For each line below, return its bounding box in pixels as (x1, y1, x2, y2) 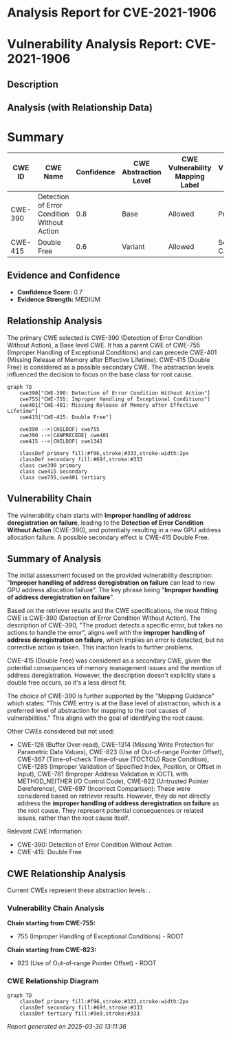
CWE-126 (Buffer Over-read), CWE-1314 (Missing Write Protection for (16, 741, 214, 749)
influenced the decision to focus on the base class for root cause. (7, 370, 193, 379)
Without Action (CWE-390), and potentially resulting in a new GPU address (7, 525, 221, 534)
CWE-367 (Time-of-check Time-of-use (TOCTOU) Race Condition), (16, 755, 210, 763)
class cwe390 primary (19, 462, 81, 469)
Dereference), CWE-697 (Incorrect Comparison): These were (16, 785, 191, 793)
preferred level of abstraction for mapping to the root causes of (7, 707, 187, 715)
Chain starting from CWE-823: (7, 946, 97, 954)
